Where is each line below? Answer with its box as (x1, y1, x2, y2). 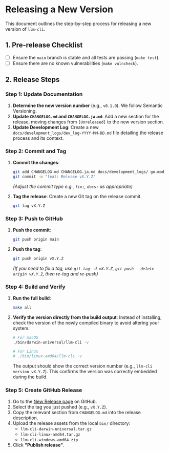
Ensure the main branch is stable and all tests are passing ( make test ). (12, 54, 160, 60)
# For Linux (12, 349, 38, 354)
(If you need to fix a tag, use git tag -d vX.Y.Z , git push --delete (12, 265, 155, 271)
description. (12, 415, 38, 421)
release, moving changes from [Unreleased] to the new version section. (12, 119, 164, 125)
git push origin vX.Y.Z (12, 256, 64, 261)
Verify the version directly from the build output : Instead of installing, (12, 314, 162, 320)
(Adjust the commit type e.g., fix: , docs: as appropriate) (12, 183, 133, 189)
